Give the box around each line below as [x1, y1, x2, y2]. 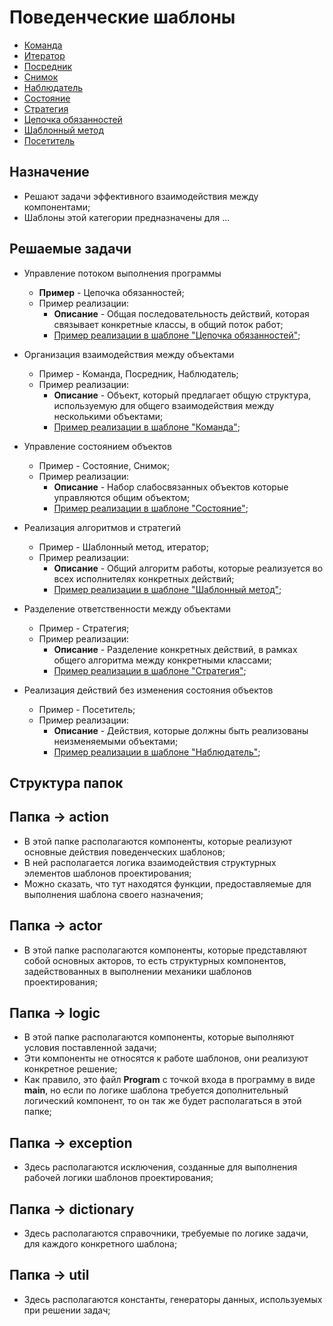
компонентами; [23, 201, 91, 213]
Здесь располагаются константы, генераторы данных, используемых [23, 1293, 323, 1305]
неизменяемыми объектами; [53, 735, 179, 747]
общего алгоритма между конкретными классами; [53, 654, 272, 666]
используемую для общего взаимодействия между [53, 399, 275, 411]
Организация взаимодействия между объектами [23, 348, 235, 360]
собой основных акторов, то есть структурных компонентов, [23, 954, 287, 966]
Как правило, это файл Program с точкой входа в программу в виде [23, 1074, 316, 1086]
